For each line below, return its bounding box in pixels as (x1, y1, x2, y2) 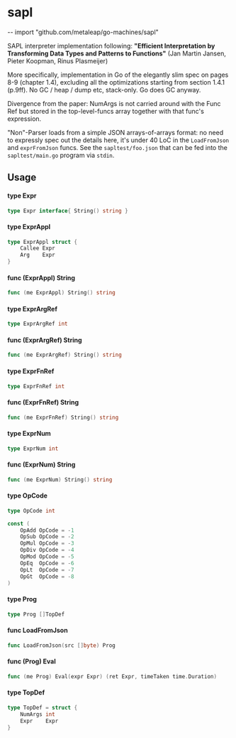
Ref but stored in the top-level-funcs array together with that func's (7, 107, 204, 115)
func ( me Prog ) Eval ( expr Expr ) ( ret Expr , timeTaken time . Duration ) (7, 673, 218, 680)
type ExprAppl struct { (7, 238, 78, 245)
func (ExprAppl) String (7, 273, 76, 282)
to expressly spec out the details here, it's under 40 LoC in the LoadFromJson (7, 136, 229, 144)
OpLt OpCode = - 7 (20, 566, 74, 573)
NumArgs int (20, 710, 55, 718)
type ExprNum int (7, 445, 59, 452)
